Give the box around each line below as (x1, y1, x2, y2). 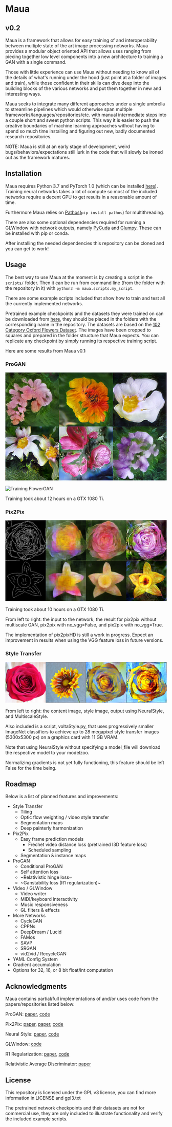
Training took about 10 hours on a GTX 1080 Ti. (5, 606, 105, 613)
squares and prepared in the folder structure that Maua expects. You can (5, 332, 159, 338)
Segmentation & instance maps (20, 853, 87, 859)
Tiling (20, 809, 32, 815)
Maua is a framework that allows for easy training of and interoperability (5, 37, 157, 43)
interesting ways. (5, 91, 42, 97)
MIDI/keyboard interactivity (20, 896, 78, 902)
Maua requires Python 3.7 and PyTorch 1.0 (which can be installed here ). (5, 183, 158, 189)
